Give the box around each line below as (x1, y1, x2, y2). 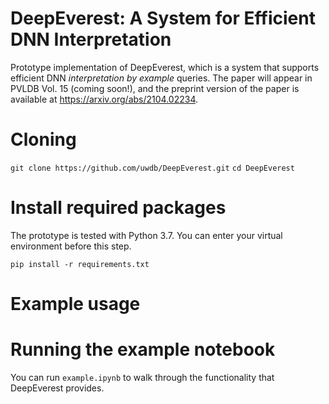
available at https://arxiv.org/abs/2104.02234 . (10, 93, 199, 105)
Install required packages (10, 197, 227, 219)
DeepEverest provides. (10, 382, 105, 394)
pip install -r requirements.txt (10, 259, 150, 269)
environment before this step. (10, 240, 132, 252)
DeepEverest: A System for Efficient (10, 7, 316, 30)
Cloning (10, 128, 77, 151)
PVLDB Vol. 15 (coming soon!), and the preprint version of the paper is (10, 82, 300, 94)
